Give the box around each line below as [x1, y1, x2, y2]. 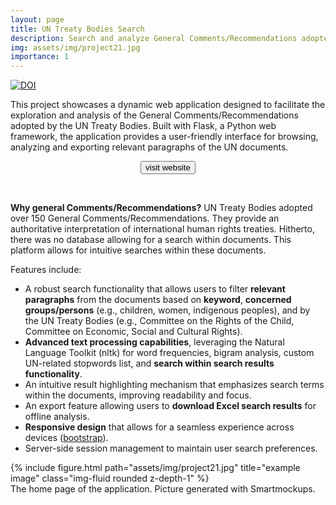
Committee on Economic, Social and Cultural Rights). [24, 326, 243, 338]
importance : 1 [10, 52, 70, 62]
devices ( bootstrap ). [24, 432, 109, 444]
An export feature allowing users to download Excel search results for [24, 400, 317, 412]
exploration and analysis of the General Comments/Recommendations [10, 109, 299, 121]
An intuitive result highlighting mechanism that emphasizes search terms [24, 379, 325, 391]
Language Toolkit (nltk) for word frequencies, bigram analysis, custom [24, 347, 315, 359]
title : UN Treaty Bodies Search [10, 24, 145, 34]
